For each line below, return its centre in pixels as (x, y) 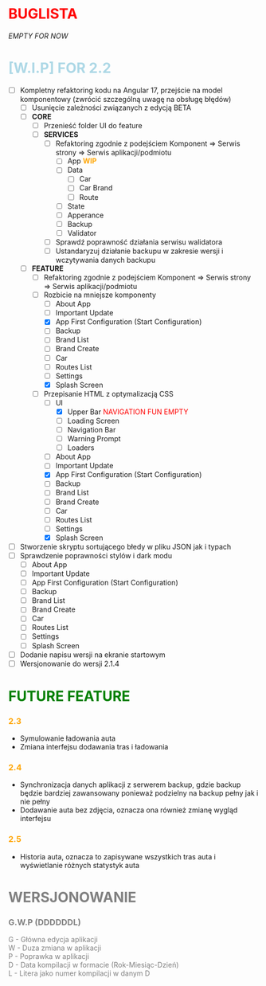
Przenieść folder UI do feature (93, 126)
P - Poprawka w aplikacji (49, 957)
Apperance (86, 215)
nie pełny (35, 802)
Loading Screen (93, 421)
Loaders (81, 448)
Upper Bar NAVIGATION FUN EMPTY (128, 412)
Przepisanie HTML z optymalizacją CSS (108, 393)
